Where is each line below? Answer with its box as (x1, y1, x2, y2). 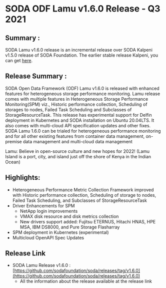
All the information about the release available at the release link (19, 278, 152, 284)
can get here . (5, 58, 33, 63)
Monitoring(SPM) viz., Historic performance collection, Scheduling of (5, 101, 147, 107)
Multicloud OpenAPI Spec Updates (12, 234, 84, 240)
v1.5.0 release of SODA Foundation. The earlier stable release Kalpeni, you (5, 52, 158, 58)
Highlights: (5, 173, 40, 182)
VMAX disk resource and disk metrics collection (19, 213, 119, 219)
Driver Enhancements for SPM (12, 202, 75, 208)
